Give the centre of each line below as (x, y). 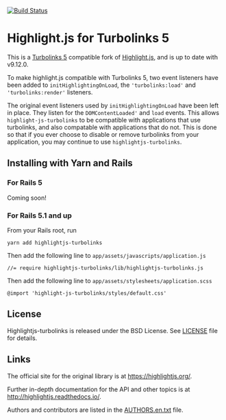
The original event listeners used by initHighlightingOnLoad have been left (113, 105)
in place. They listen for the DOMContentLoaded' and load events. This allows (113, 112)
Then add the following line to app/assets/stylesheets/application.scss (110, 280)
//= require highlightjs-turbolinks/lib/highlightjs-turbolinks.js (105, 268)
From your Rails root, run (42, 230)
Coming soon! (27, 198)
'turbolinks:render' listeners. (50, 92)
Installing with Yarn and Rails (70, 163)
